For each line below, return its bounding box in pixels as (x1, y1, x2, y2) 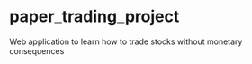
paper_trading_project (9, 6, 180, 27)
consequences (9, 45, 65, 56)
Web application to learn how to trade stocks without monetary (9, 36, 243, 47)
